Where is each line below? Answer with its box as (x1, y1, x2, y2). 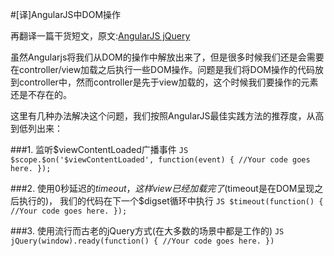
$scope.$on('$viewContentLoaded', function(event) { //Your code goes (10, 155, 311, 165)
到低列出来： (10, 123, 63, 134)
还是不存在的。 (10, 89, 72, 100)
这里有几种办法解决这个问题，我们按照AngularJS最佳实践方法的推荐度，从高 (10, 110, 325, 122)
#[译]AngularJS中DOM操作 (10, 9, 122, 20)
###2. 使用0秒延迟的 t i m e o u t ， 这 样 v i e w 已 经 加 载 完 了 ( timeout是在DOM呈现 (10, 183, 315, 194)
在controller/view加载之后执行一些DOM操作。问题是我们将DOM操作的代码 (10, 64, 315, 75)
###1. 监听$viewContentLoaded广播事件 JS (10, 144, 189, 155)
